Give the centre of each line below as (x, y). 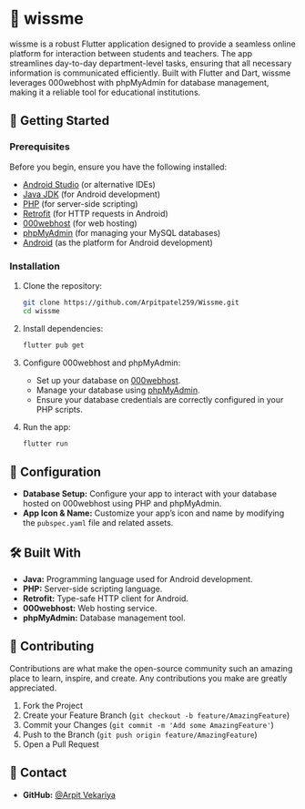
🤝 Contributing (52, 646)
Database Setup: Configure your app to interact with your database (150, 494)
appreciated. (33, 688)
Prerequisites (40, 147)
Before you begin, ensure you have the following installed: (118, 167)
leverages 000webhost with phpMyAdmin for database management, (139, 82)
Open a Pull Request (61, 744)
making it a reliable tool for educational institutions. (105, 92)
